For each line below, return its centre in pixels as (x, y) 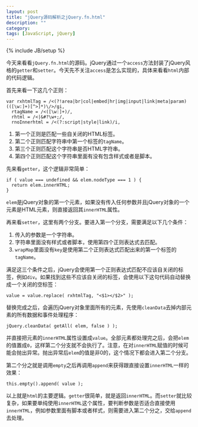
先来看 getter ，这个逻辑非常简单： (48, 169)
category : (18, 28)
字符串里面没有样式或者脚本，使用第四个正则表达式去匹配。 (87, 242)
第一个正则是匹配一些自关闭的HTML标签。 (66, 134)
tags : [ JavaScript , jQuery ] (41, 34)
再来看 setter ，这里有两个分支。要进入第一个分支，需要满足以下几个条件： (97, 222)
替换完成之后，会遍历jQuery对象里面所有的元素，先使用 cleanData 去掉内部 (96, 307)
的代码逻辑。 (22, 78)
